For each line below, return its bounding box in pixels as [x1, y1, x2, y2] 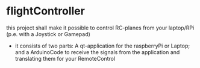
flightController [6, 4, 86, 18]
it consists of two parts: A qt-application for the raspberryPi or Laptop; [14, 42, 190, 49]
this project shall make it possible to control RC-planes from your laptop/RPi [6, 24, 195, 31]
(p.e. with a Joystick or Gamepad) [6, 30, 90, 37]
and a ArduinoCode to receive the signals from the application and [14, 48, 180, 55]
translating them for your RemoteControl [14, 55, 116, 62]
